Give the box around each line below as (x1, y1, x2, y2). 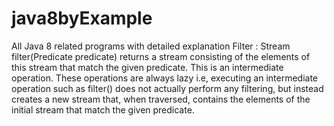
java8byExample (11, 7, 153, 30)
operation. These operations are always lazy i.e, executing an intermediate (11, 72, 319, 84)
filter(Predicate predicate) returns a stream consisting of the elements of (11, 50, 311, 62)
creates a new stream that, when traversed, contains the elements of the (11, 93, 311, 105)
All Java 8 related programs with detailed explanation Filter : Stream (11, 40, 291, 52)
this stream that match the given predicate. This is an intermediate (11, 61, 284, 73)
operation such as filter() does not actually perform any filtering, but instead (11, 82, 324, 94)
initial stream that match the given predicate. (11, 103, 195, 116)
